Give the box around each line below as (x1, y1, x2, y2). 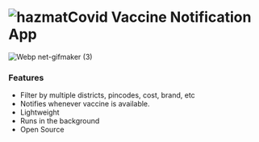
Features (8, 72, 44, 83)
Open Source (19, 125, 65, 135)
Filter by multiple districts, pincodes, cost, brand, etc (19, 90, 195, 100)
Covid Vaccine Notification (67, 8, 252, 27)
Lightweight (19, 107, 60, 117)
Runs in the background (19, 116, 100, 126)
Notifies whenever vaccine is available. (19, 99, 151, 109)
